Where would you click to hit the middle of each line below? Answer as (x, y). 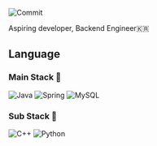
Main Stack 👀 (35, 77)
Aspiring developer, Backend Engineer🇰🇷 (79, 28)
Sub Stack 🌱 (33, 116)
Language (35, 54)
